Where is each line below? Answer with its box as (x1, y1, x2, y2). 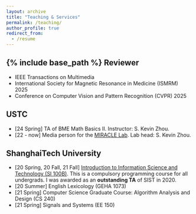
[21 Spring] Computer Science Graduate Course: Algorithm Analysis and (14, 189, 191, 196)
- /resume (11, 36, 35, 42)
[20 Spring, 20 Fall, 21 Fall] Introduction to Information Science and (14, 164, 178, 171)
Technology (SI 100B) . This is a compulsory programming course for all (14, 170, 188, 177)
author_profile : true (6, 25, 60, 31)
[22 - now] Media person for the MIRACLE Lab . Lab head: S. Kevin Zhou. (14, 131, 191, 139)
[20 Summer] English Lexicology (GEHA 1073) (14, 183, 127, 190)
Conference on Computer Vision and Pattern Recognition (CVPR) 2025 (14, 92, 187, 99)
